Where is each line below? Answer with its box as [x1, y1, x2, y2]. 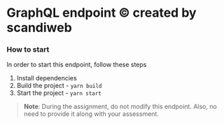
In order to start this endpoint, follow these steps [6, 61, 147, 69]
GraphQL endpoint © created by [6, 5, 197, 21]
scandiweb [6, 20, 73, 36]
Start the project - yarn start [16, 89, 102, 97]
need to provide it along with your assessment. [23, 110, 159, 118]
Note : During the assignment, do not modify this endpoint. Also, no [23, 103, 218, 111]
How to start [6, 45, 50, 54]
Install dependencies [16, 74, 78, 82]
